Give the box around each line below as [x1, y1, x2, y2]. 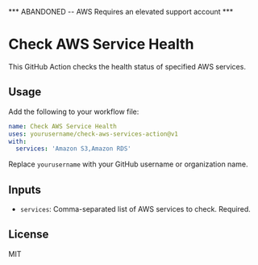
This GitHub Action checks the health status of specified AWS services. [8, 61, 246, 71]
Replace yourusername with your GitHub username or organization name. [8, 159, 248, 169]
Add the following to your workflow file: [8, 107, 139, 116]
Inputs [8, 183, 42, 196]
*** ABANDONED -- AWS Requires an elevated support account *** [8, 7, 234, 16]
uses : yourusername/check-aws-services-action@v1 [8, 129, 179, 138]
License [8, 228, 49, 242]
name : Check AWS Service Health [8, 122, 117, 130]
